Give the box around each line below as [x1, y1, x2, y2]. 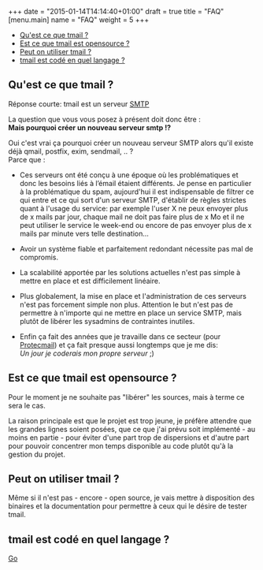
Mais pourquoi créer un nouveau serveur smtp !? [8, 122, 172, 132]
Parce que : [8, 155, 46, 164]
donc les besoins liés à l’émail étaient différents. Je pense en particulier [19, 178, 252, 188]
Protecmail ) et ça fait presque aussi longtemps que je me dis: [19, 340, 219, 349]
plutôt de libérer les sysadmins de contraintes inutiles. [19, 316, 195, 326]
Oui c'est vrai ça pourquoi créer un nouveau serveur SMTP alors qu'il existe [8, 138, 254, 147]
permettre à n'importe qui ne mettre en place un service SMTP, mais [19, 307, 243, 318]
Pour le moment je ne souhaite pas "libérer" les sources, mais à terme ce [8, 392, 245, 401]
